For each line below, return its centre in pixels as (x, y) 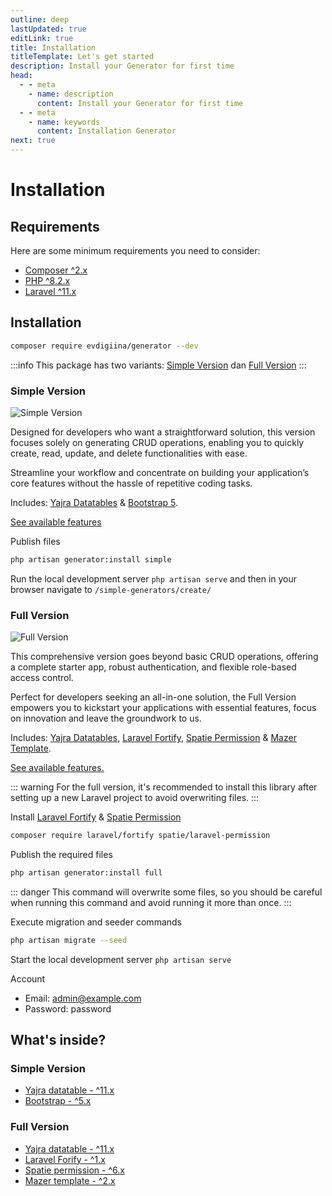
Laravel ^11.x (50, 291)
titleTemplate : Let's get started (82, 57)
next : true (33, 141)
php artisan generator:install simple (91, 559)
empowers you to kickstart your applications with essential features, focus (163, 708)
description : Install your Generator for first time (122, 66)
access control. (42, 678)
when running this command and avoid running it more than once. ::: (151, 902)
